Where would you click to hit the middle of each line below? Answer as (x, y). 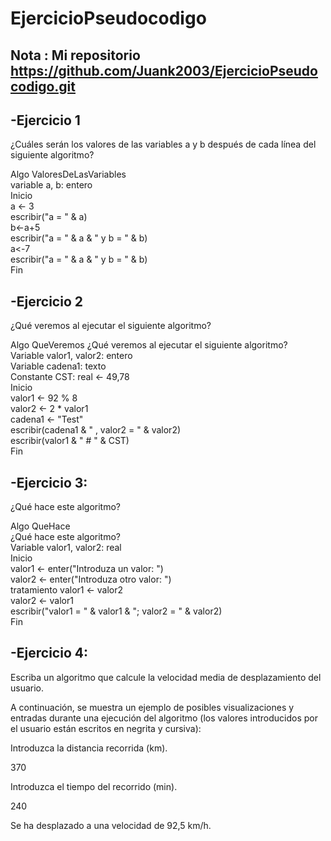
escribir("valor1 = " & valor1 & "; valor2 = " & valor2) (116, 611)
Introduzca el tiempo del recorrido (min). (94, 786)
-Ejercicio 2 (46, 301)
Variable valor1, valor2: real (66, 548)
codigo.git (43, 86)
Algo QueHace (40, 526)
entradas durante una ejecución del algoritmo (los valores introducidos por (164, 718)
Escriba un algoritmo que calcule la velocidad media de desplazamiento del (166, 677)
